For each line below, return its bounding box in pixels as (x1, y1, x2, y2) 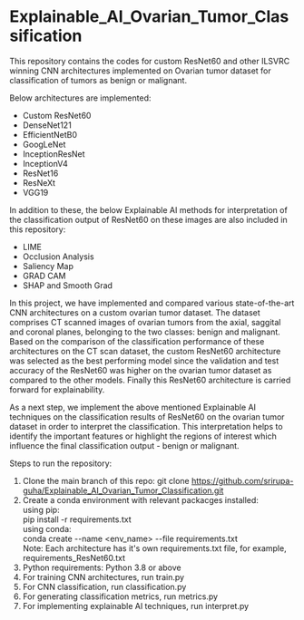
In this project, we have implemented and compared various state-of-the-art (9, 297, 295, 308)
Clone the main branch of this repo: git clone (22, 475, 190, 486)
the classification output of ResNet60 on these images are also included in (9, 214, 288, 225)
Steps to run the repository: (9, 458, 113, 469)
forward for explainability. (9, 383, 105, 395)
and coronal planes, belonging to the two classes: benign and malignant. (9, 326, 281, 337)
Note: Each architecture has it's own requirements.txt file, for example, (22, 542, 288, 554)
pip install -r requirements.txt (22, 514, 132, 525)
